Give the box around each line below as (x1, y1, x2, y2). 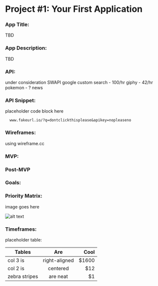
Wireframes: (5, 129, 36, 136)
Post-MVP (5, 166, 31, 173)
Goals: (5, 179, 21, 186)
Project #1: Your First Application (5, 3, 143, 15)
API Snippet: (5, 97, 36, 104)
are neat (48, 273, 68, 280)
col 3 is (7, 257, 25, 264)
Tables (14, 248, 31, 255)
